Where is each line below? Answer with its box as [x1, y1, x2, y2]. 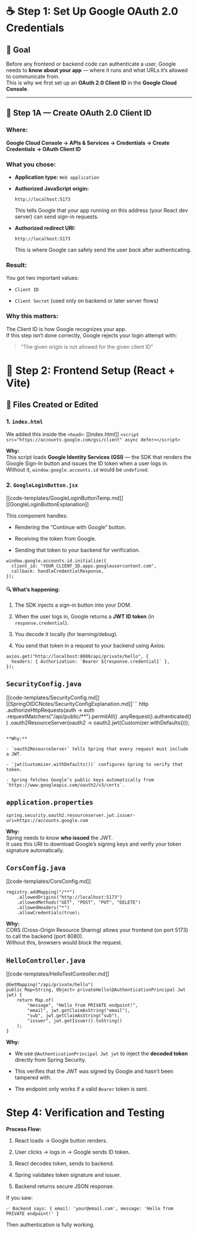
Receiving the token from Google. [14, 535, 97, 542]
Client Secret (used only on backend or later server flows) [14, 297, 159, 305]
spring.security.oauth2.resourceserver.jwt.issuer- [6, 812, 136, 818]
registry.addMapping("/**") [6, 889, 75, 895]
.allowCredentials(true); [16, 910, 81, 916]
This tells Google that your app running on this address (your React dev [14, 207, 189, 214]
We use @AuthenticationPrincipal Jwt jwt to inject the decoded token [14, 1050, 188, 1057]
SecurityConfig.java [6, 680, 82, 688]
